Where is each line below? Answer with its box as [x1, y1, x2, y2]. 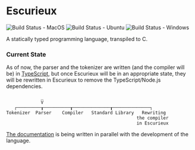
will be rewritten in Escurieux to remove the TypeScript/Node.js [6, 76, 161, 84]
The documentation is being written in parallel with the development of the [6, 131, 189, 138]
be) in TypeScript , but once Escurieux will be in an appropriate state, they [6, 70, 186, 77]
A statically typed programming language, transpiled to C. [6, 35, 147, 42]
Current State [6, 50, 46, 58]
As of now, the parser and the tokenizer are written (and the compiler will [6, 64, 185, 71]
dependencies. [6, 83, 43, 90]
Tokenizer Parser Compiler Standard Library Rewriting [6, 110, 166, 116]
